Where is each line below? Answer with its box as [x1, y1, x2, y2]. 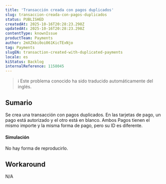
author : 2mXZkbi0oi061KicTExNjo [5, 40, 73, 45]
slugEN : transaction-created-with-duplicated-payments [5, 50, 123, 55]
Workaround [5, 160, 46, 168]
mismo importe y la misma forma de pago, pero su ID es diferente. [5, 122, 143, 128]
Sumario [5, 98, 33, 107]
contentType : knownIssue [5, 31, 58, 36]
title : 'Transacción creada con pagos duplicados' [5, 7, 114, 13]
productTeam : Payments [5, 36, 53, 41]
